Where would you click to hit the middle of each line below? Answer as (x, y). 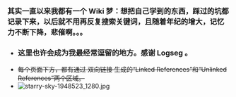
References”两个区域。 (51, 78)
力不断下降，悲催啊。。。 (47, 32)
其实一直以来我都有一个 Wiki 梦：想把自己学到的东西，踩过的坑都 (118, 11)
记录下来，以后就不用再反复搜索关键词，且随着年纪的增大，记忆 (116, 21)
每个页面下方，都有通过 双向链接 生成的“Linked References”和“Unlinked (122, 70)
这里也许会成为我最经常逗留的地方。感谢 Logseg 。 (105, 53)
